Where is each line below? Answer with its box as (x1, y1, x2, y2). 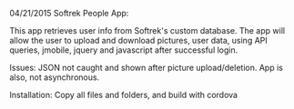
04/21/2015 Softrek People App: (9, 8, 129, 18)
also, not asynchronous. (9, 72, 100, 83)
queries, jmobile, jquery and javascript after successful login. (9, 45, 238, 55)
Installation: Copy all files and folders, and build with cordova (9, 90, 238, 100)
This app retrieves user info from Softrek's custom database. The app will (9, 25, 285, 35)
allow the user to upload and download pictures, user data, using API (9, 35, 269, 45)
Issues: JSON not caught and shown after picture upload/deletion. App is (9, 63, 284, 73)
